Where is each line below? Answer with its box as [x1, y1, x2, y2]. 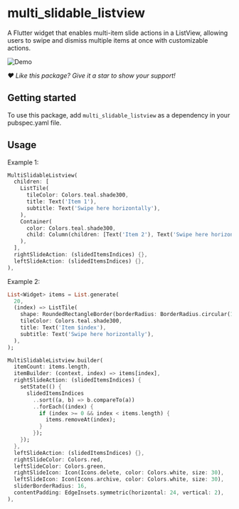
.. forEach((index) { [33, 403, 94, 410]
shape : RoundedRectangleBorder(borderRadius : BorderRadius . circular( [20, 311, 231, 318]
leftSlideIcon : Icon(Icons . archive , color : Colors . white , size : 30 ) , [14, 476, 224, 483]
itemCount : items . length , [14, 363, 91, 371]
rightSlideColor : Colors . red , [14, 456, 103, 463]
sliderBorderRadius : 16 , [14, 483, 87, 490]
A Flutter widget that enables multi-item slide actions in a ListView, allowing [7, 28, 228, 37]
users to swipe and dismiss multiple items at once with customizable [7, 36, 208, 44]
